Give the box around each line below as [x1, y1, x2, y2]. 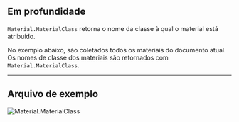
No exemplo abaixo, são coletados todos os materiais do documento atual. [7, 45, 226, 54]
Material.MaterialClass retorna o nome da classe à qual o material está [7, 24, 218, 33]
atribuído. [7, 32, 36, 40]
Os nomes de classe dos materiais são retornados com [7, 53, 169, 62]
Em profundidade [7, 6, 86, 18]
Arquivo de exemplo [7, 88, 98, 100]
